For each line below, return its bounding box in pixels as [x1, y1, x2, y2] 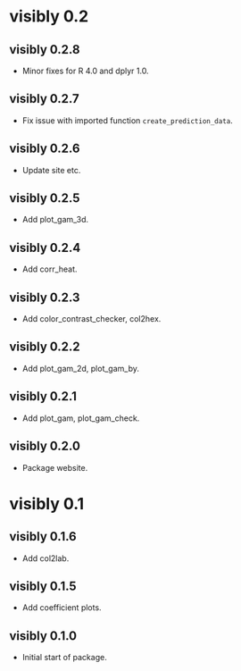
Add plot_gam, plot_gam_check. [21, 413, 140, 424]
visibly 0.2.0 [9, 439, 80, 454]
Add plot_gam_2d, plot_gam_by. [21, 363, 140, 373]
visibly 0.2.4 [9, 239, 81, 256]
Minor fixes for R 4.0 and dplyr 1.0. [21, 65, 149, 76]
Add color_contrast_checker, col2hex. [21, 314, 162, 324]
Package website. [21, 462, 88, 473]
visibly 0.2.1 [9, 389, 78, 404]
